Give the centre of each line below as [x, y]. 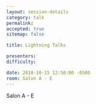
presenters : [21, 56]
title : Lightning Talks [36, 45]
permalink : [20, 23]
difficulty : [21, 62]
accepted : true [25, 29]
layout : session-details [37, 12]
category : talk [25, 18]
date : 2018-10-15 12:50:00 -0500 [48, 73]
